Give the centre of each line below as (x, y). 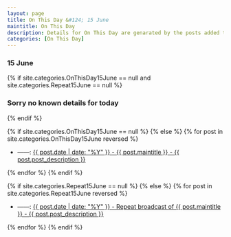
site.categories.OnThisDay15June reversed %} (73, 139)
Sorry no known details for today (63, 103)
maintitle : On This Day (41, 26)
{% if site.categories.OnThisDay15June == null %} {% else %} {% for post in (115, 131)
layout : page (26, 13)
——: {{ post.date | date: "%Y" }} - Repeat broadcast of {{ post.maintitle (119, 206)
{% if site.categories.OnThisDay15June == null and (79, 78)
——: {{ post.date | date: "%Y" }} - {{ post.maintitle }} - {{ (98, 152)
